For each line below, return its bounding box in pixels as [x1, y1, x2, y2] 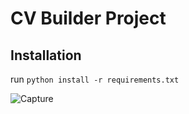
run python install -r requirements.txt [10, 73, 180, 85]
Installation [10, 47, 82, 64]
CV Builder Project [10, 7, 167, 30]
